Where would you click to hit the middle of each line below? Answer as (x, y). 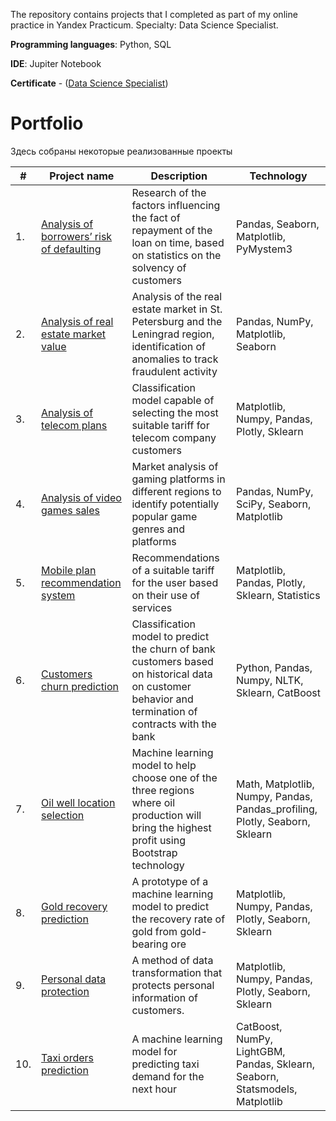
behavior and (162, 699)
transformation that (177, 972)
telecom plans (74, 425)
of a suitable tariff (173, 570)
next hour (154, 1089)
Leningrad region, (173, 334)
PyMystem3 (264, 249)
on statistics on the (176, 255)
